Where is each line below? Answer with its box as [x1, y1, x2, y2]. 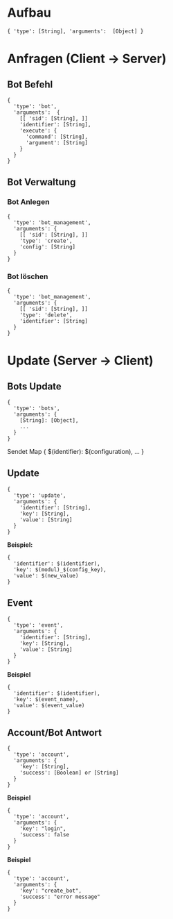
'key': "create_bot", [19, 887, 82, 895]
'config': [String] [19, 243, 76, 251]
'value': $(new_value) [13, 572, 79, 579]
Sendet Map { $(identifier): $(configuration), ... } [7, 447, 145, 455]
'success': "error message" [19, 893, 100, 900]
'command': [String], [25, 133, 89, 140]
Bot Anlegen [7, 197, 50, 207]
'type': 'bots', [13, 405, 60, 412]
